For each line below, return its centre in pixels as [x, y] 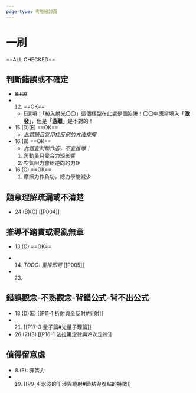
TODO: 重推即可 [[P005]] [54, 265]
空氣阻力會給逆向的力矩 [52, 163]
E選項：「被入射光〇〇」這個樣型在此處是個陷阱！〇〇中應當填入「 [104, 113]
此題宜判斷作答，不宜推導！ [57, 148]
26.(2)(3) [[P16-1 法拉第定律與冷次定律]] [63, 334]
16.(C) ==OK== [33, 170]
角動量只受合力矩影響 [49, 156]
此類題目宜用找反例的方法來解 [60, 135]
